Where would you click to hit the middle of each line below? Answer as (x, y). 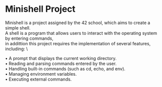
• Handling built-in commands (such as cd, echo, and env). (65, 69)
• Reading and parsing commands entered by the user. (61, 63)
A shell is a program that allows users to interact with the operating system (81, 33)
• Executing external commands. (39, 79)
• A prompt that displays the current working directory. (61, 58)
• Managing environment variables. (41, 74)
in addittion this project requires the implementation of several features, (78, 43)
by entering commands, (29, 38)
